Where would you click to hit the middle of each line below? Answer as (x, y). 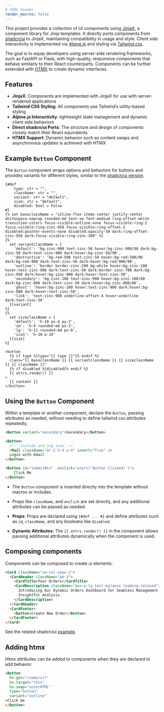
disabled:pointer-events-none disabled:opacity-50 (58, 232)
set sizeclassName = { (32, 318)
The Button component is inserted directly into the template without (80, 486)
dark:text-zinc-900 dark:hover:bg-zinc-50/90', (72, 253)
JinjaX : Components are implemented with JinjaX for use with (74, 96)
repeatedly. (16, 423)
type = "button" (24, 691)
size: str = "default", (38, 202)
